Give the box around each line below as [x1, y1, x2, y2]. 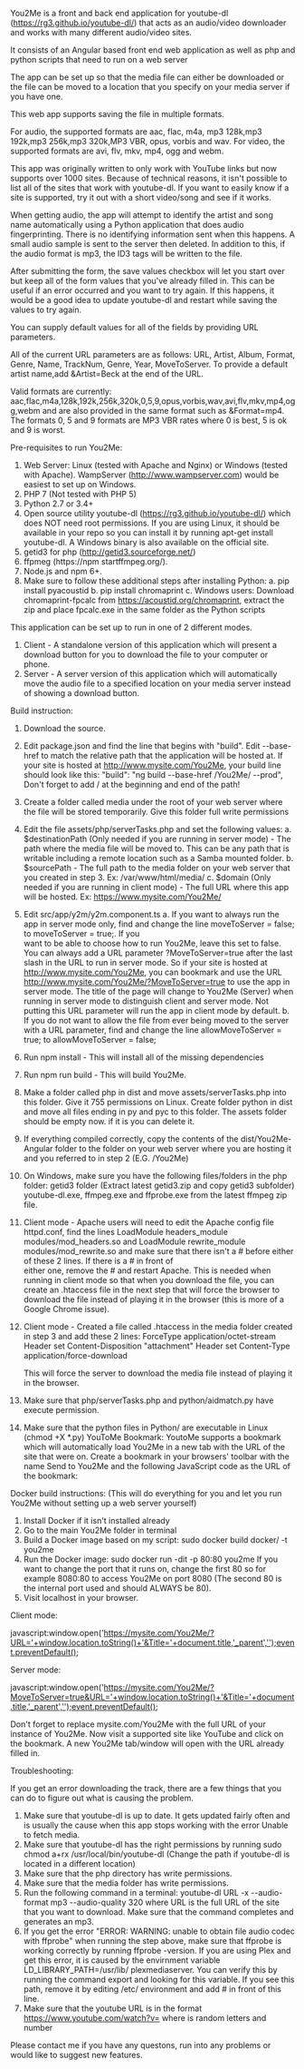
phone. [23, 659, 51, 670]
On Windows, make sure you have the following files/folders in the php [23, 1171, 288, 1181]
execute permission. [23, 1405, 100, 1415]
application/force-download [23, 1350, 128, 1360]
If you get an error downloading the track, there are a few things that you [10, 1783, 281, 1793]
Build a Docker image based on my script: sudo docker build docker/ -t [23, 1535, 288, 1545]
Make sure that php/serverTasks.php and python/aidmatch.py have [23, 1395, 274, 1406]
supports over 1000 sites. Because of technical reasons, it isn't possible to [10, 172, 288, 183]
